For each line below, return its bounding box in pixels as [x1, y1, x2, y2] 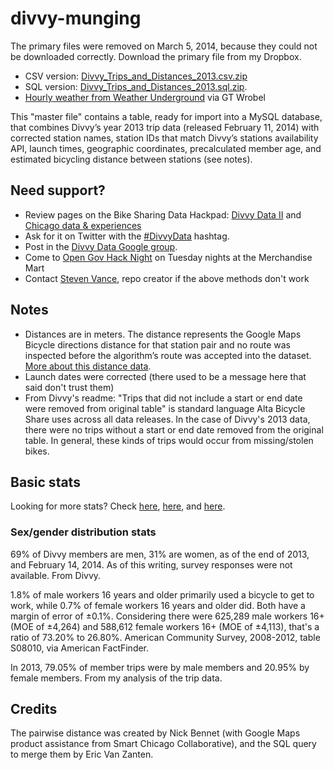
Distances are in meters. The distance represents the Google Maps [24, 328, 302, 340]
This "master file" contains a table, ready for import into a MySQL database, [10, 110, 323, 122]
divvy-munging [10, 7, 142, 30]
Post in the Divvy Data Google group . [24, 240, 178, 252]
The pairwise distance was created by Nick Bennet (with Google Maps [10, 727, 301, 739]
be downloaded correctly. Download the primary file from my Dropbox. [10, 50, 302, 62]
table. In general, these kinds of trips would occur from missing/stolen [24, 434, 314, 446]
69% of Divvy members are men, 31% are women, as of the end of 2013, [10, 548, 310, 560]
